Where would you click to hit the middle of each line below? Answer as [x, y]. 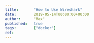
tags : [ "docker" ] [31, 28]
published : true [24, 23]
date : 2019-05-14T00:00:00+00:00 [47, 14]
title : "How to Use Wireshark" [44, 10]
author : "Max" [25, 19]
